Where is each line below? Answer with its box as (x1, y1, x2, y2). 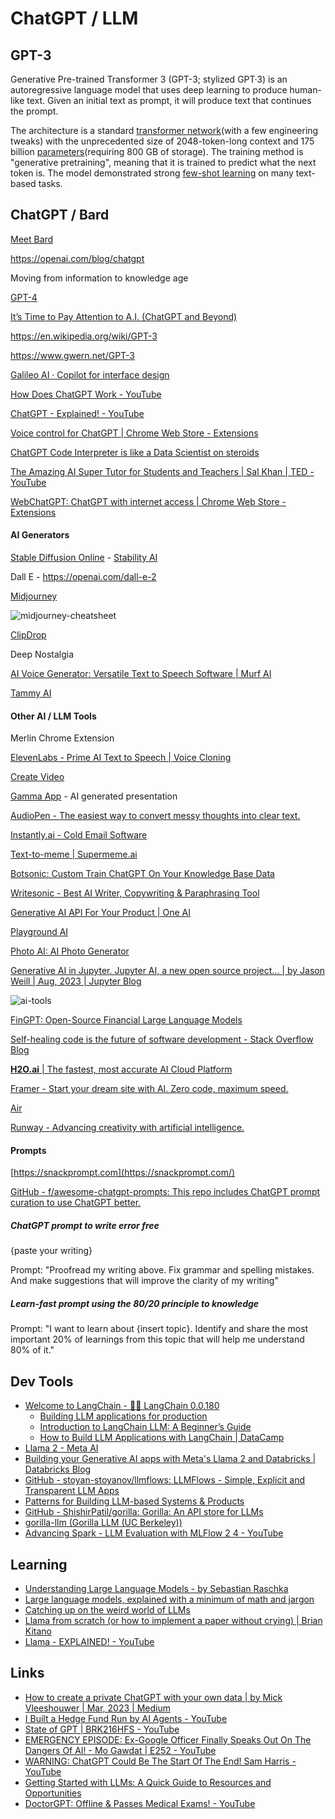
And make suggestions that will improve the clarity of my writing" (10, 1275, 279, 1287)
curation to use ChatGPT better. (10, 1197, 142, 1209)
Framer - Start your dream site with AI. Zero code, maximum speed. (10, 1083, 289, 1095)
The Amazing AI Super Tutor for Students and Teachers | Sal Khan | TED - (10, 465, 315, 477)
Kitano (24, 1625, 52, 1637)
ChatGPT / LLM (10, 7, 139, 30)
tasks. (38, 178, 63, 189)
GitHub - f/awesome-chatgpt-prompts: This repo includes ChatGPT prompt (10, 1186, 321, 1198)
